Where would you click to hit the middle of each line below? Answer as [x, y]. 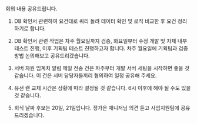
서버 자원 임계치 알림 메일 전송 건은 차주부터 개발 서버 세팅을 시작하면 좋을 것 [102, 68]
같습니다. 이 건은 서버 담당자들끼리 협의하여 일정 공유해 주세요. [85, 76]
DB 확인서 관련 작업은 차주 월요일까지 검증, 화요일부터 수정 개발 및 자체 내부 [101, 41]
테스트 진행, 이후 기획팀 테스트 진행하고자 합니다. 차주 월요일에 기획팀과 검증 [101, 48]
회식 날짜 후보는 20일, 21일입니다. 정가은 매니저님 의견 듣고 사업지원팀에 [97, 108]
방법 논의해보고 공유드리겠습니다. [52, 56]
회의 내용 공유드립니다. [31, 9]
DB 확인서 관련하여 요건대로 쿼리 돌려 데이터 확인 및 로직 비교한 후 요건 [95, 21]
